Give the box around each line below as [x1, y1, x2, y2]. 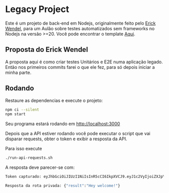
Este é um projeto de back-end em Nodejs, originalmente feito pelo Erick [5, 20, 156, 26]
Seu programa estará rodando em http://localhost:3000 [5, 121, 120, 127]
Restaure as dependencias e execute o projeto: [5, 97, 103, 104]
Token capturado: [5, 174, 42, 179]
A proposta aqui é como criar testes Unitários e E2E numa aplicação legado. [5, 59, 163, 65]
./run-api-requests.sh [5, 155, 53, 160]
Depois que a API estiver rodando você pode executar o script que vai [5, 131, 151, 137]
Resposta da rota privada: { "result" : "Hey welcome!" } [5, 183, 121, 188]
